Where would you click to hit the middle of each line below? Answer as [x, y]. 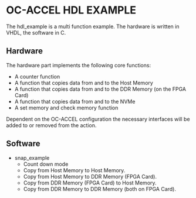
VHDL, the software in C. [36, 32]
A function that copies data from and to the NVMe [75, 101]
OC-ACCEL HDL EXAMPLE [71, 10]
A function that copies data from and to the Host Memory [84, 83]
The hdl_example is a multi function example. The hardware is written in [93, 26]
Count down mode [46, 164]
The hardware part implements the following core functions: [79, 65]
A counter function [37, 76]
